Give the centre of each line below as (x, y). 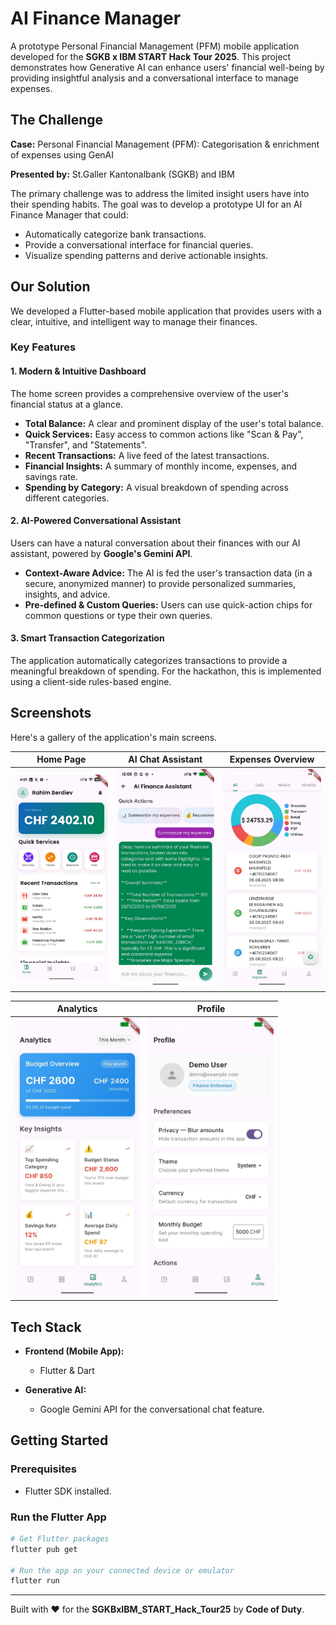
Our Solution (50, 287)
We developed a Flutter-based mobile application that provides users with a (166, 311)
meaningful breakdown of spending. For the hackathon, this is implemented (166, 671)
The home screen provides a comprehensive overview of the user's (149, 393)
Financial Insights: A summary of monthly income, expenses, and (161, 466)
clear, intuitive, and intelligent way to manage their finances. (134, 321)
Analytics (77, 1009)
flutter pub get (44, 1549)
